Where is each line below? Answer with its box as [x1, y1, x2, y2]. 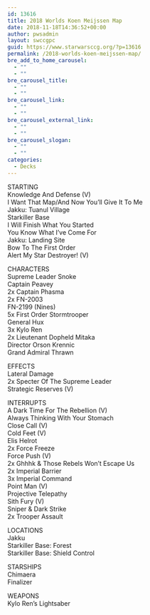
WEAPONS [7, 591, 40, 600]
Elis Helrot [7, 436, 38, 444]
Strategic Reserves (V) [7, 385, 74, 393]
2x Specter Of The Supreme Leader [7, 377, 112, 385]
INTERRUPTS [7, 398, 47, 407]
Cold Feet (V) [7, 429, 46, 437]
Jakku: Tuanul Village [7, 205, 70, 214]
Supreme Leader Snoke [7, 272, 77, 280]
